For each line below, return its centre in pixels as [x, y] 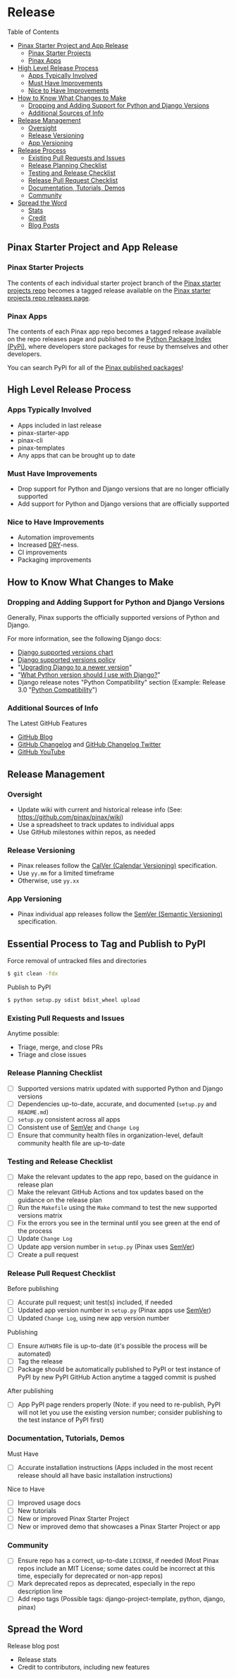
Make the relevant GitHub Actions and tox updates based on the [111, 1192]
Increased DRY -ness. [48, 545]
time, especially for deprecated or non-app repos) [90, 1576]
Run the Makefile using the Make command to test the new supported [117, 1208]
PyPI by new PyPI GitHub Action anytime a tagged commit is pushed [117, 1377]
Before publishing [33, 1288]
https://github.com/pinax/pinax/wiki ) [70, 817]
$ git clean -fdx [33, 974]
